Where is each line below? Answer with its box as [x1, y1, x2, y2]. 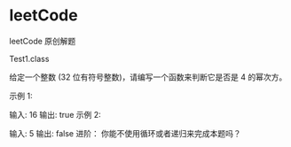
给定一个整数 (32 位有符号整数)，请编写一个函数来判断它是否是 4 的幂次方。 [9, 72, 287, 82]
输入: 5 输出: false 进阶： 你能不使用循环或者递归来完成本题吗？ [9, 128, 241, 138]
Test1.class [9, 53, 50, 64]
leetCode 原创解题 [9, 35, 76, 46]
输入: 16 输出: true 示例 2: [9, 109, 101, 120]
